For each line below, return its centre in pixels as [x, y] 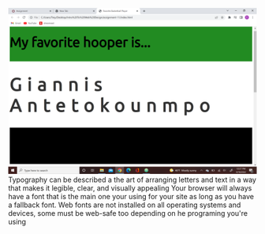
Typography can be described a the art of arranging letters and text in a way [132, 179]
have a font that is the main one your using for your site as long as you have [131, 196]
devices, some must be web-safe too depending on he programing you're [128, 213]
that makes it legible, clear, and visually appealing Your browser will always [130, 188]
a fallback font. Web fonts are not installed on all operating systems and [125, 205]
